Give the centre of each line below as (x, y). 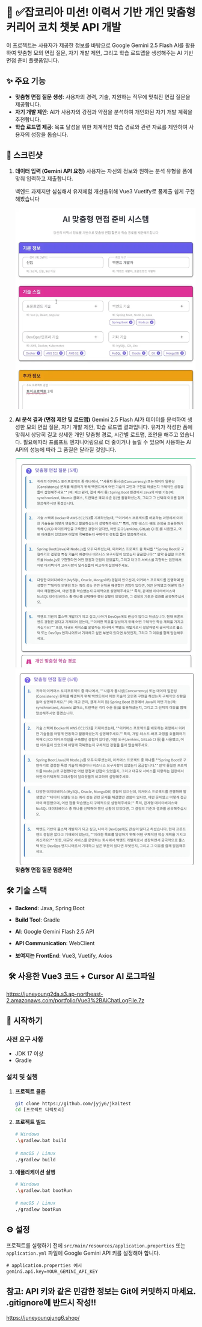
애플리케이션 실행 (35, 1172)
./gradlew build (35, 1160)
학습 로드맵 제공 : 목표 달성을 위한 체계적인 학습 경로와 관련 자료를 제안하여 (101, 126)
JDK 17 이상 (29, 1054)
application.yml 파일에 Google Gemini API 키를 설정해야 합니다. (83, 1253)
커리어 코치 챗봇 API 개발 (64, 27)
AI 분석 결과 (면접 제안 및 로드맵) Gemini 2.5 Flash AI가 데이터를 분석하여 (100, 419)
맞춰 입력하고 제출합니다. (44, 178)
